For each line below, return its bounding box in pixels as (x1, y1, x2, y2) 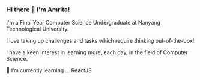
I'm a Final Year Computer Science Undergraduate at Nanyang (6, 19, 161, 26)
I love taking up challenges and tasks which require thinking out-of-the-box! (6, 37, 195, 45)
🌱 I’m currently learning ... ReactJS (6, 67, 92, 74)
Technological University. (6, 25, 69, 32)
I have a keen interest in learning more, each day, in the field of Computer (6, 49, 188, 56)
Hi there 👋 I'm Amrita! (6, 5, 70, 14)
